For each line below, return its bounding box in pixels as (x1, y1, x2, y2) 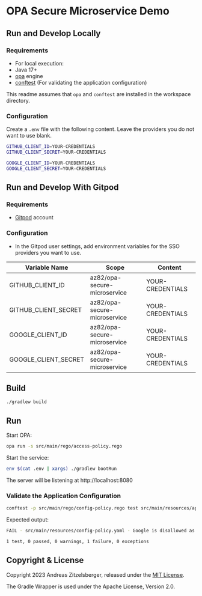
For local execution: (14, 59, 64, 67)
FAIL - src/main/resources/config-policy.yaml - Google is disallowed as (6, 528, 195, 534)
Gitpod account (14, 214, 54, 221)
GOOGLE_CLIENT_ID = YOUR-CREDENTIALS (6, 160, 96, 166)
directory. (6, 97, 30, 104)
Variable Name (25, 263, 69, 272)
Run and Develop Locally (6, 28, 101, 38)
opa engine (14, 72, 43, 79)
